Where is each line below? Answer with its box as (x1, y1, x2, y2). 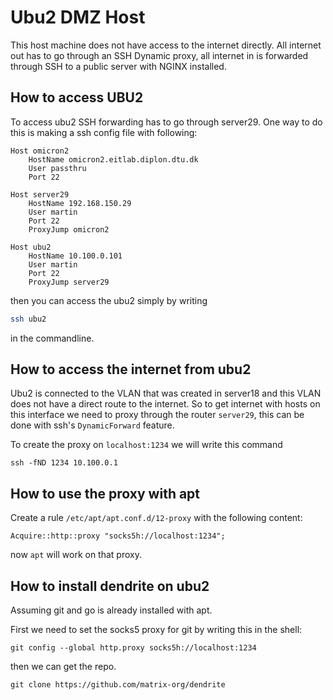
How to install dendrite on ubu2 (10, 577, 210, 595)
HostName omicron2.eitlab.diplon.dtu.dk (28, 154, 199, 165)
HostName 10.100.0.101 (28, 251, 123, 261)
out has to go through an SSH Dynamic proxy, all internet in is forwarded (10, 49, 309, 61)
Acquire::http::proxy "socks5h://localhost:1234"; (10, 531, 226, 541)
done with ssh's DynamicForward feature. (10, 419, 175, 431)
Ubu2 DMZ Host (10, 6, 146, 29)
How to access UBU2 (10, 89, 144, 106)
